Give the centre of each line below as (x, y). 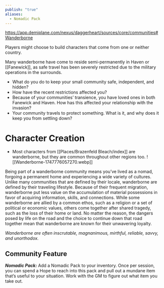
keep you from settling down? (42, 119)
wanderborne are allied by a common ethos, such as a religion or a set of (79, 203)
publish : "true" (22, 10)
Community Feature (36, 253)
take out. (14, 281)
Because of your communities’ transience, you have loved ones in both (84, 97)
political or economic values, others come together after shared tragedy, (78, 208)
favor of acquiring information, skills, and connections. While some (72, 198)
